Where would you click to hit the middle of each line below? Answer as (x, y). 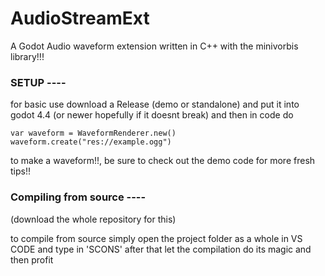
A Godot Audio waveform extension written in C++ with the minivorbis (154, 46)
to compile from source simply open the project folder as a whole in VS (156, 238)
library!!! (27, 56)
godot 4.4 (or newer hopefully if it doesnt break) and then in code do (152, 115)
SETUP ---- (38, 82)
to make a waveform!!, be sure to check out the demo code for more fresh (163, 161)
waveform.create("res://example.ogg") (91, 142)
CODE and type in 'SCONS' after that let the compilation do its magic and (161, 249)
